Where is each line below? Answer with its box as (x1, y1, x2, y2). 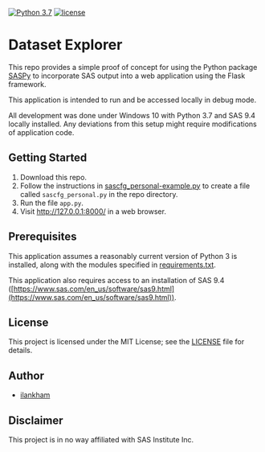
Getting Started (8, 151, 88, 165)
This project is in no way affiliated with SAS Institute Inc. (8, 435, 194, 444)
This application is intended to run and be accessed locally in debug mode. (8, 95, 257, 105)
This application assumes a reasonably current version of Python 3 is (8, 251, 238, 261)
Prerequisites (8, 230, 77, 244)
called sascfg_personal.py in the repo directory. (19, 189, 178, 199)
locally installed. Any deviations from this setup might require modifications (8, 119, 257, 129)
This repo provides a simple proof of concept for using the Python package (8, 62, 258, 72)
